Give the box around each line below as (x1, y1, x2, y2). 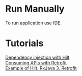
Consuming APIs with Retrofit (5, 59, 67, 66)
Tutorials (5, 37, 44, 49)
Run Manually (5, 3, 65, 15)
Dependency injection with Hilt (5, 54, 70, 60)
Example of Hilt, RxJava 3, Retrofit (5, 65, 77, 71)
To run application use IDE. (5, 20, 62, 26)
